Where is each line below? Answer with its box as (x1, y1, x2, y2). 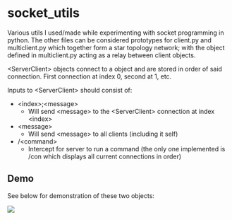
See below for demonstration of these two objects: (7, 191, 155, 199)
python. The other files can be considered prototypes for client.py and (7, 35, 212, 44)
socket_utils (7, 5, 80, 21)
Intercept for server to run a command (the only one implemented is (28, 144, 226, 153)
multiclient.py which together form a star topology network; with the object (7, 43, 225, 52)
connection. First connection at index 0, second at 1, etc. (7, 72, 172, 81)
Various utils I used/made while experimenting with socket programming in (7, 28, 224, 37)
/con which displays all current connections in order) (28, 152, 182, 161)
